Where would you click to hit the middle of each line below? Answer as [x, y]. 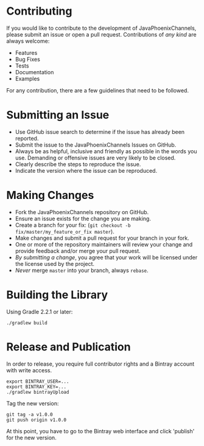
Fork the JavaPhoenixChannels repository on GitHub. [82, 212]
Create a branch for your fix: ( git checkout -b [73, 225]
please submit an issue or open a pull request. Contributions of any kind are [101, 34]
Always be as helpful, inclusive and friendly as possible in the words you [106, 151]
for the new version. [31, 437]
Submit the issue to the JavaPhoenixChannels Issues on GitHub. [96, 145]
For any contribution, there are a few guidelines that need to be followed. [97, 90]
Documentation [34, 72]
